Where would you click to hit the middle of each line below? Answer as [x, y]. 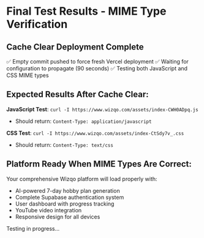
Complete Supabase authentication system [70, 197]
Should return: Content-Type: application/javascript [83, 121]
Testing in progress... [33, 228]
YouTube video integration [48, 210]
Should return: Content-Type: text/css [64, 144]
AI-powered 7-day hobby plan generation [68, 190]
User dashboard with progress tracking [65, 204]
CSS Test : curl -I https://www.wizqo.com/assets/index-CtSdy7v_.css [95, 133]
